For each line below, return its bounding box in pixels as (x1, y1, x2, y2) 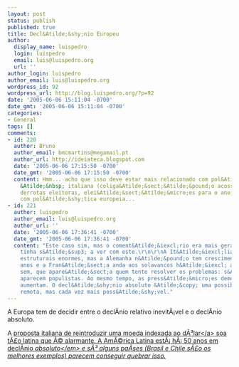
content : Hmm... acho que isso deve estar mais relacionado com (14, 176, 208, 183)
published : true (7, 23, 55, 31)
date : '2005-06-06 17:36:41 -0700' (14, 228, 119, 235)
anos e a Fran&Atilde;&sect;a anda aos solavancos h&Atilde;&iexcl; (20, 262, 228, 269)
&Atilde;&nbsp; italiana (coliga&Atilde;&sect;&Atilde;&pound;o (20, 182, 215, 189)
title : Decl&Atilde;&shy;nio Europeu (7, 30, 119, 38)
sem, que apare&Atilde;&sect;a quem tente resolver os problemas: (20, 268, 221, 275)
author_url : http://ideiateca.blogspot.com (14, 156, 144, 164)
